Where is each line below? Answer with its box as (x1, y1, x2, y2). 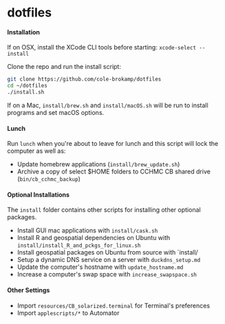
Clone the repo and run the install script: (7, 63, 122, 71)
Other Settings (7, 286, 50, 294)
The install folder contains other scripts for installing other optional (7, 206, 201, 214)
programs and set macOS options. (7, 109, 105, 117)
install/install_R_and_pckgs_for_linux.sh (17, 242, 141, 249)
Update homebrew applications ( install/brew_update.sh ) (17, 160, 180, 169)
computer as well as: (7, 147, 66, 155)
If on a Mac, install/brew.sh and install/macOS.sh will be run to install (7, 101, 208, 109)
